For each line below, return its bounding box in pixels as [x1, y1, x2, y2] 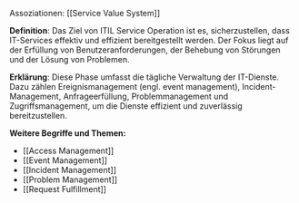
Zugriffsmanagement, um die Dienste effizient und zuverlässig [9, 101, 243, 111]
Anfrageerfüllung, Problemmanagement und [63, 91, 229, 101]
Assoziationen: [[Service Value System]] [9, 8, 161, 18]
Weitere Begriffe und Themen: [9, 128, 126, 139]
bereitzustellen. [9, 111, 68, 121]
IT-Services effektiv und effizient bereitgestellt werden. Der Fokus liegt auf [9, 35, 289, 45]
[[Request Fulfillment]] [22, 184, 107, 194]
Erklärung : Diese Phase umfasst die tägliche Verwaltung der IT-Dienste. [9, 72, 280, 82]
